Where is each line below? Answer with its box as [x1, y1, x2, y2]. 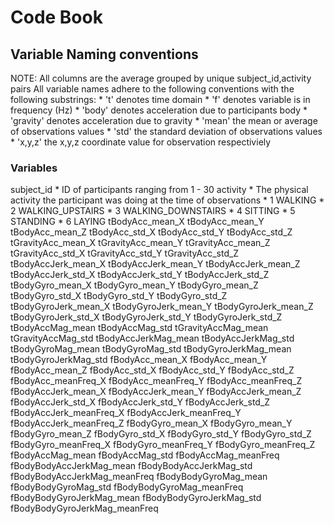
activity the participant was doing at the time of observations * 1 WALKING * [10, 194, 325, 206]
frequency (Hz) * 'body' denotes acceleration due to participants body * [10, 104, 308, 116]
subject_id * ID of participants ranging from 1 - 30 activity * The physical [10, 184, 309, 196]
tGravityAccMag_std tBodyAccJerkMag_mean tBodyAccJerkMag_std [10, 332, 295, 345]
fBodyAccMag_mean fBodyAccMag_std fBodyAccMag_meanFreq [10, 449, 280, 461]
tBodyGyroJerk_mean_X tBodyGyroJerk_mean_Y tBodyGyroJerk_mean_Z [10, 301, 314, 313]
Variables [10, 161, 58, 175]
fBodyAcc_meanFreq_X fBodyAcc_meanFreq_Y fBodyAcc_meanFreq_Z [10, 375, 303, 387]
